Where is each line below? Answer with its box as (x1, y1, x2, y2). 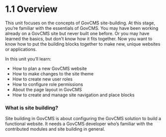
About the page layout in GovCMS (12, 86, 82, 92)
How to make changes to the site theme (12, 70, 94, 76)
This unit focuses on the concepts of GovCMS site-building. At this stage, (5, 20, 155, 26)
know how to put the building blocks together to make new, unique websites (5, 41, 161, 47)
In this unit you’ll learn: (5, 56, 52, 62)
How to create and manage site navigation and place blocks (12, 92, 135, 98)
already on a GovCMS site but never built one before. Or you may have (5, 30, 150, 36)
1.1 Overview (5, 3, 58, 15)
